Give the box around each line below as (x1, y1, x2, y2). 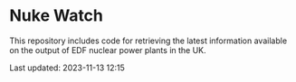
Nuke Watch (9, 5, 104, 26)
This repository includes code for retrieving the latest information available (9, 35, 288, 46)
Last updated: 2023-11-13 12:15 (9, 62, 125, 73)
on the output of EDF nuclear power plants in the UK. (9, 44, 206, 55)
